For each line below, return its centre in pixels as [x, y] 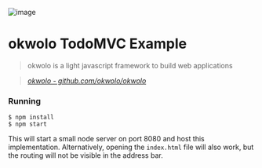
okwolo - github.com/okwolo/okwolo [87, 80]
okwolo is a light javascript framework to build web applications [130, 65]
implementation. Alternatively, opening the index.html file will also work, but [131, 147]
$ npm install [31, 118]
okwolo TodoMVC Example [98, 44]
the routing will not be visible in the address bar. [86, 155]
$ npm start [27, 124]
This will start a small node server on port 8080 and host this [107, 139]
